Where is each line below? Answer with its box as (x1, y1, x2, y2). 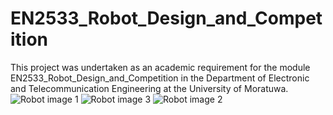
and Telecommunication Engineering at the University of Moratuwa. (10, 82, 289, 94)
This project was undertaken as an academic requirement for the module (10, 61, 311, 73)
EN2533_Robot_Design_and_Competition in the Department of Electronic (10, 72, 310, 84)
